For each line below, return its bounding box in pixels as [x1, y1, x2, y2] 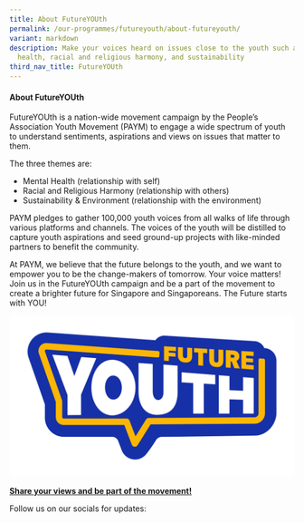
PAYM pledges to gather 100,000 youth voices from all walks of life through [9, 213, 290, 224]
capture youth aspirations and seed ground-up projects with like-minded [9, 232, 280, 243]
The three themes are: [9, 159, 92, 169]
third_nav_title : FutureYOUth [9, 63, 124, 72]
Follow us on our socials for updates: [9, 503, 147, 514]
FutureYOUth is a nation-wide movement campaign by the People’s [9, 111, 259, 122]
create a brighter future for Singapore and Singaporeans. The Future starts [9, 288, 288, 299]
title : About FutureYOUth [9, 15, 107, 24]
